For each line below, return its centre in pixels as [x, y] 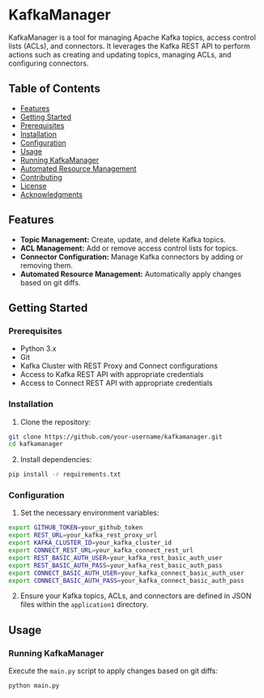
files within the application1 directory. [84, 605]
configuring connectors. [49, 63]
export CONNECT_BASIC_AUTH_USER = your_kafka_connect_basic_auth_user [126, 573]
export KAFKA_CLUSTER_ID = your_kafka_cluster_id [90, 543]
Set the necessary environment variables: [89, 513]
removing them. [46, 265]
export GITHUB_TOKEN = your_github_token [76, 528]
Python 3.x [38, 349]
